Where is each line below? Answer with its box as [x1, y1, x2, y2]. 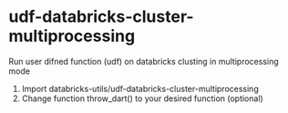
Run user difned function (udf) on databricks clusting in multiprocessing [8, 56, 279, 67]
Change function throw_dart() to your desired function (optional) [21, 93, 263, 104]
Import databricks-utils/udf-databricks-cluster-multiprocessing [21, 83, 259, 94]
